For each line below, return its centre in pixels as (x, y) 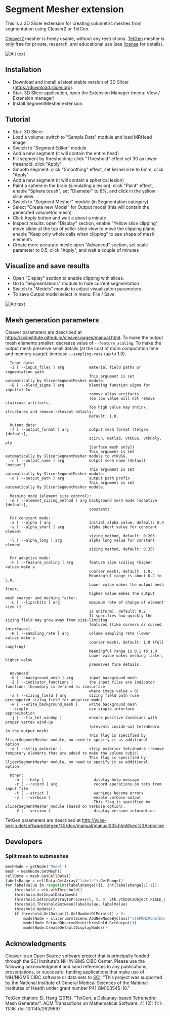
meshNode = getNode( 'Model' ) (36, 867)
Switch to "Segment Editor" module (50, 147)
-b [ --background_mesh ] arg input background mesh (73, 678)
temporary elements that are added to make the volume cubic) (72, 754)
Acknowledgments (36, 944)
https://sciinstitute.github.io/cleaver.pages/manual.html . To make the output (84, 337)
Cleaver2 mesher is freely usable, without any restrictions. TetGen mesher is (85, 39)
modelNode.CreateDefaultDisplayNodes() (66, 928)
